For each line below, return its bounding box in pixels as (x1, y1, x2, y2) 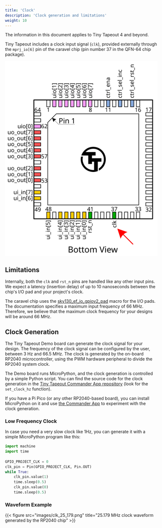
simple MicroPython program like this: (5, 434, 81, 440)
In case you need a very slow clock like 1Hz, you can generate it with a (5, 429, 146, 435)
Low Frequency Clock (5, 418, 57, 424)
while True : (5, 469, 29, 474)
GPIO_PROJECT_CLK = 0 (5, 459, 49, 464)
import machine (5, 444, 36, 449)
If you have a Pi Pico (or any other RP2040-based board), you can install (5, 395, 150, 401)
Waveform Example (5, 501, 52, 508)
